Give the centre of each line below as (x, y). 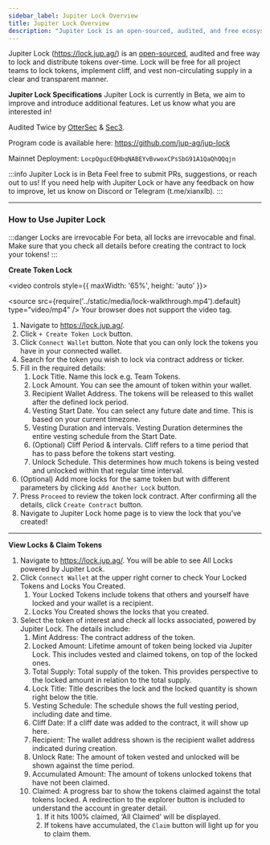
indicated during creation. (75, 748)
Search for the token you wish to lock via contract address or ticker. (132, 359)
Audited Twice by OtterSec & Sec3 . (66, 127)
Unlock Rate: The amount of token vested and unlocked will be (135, 757)
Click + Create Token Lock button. (76, 334)
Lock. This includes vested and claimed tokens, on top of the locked (145, 654)
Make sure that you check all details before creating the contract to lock (127, 245)
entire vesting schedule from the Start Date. (104, 436)
